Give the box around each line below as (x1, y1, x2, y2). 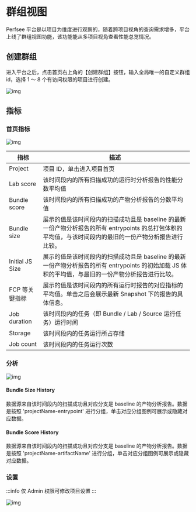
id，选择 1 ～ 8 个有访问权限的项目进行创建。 (6, 75, 114, 83)
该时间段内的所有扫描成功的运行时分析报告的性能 (43, 176, 178, 184)
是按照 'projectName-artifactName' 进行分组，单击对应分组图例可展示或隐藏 (6, 450, 190, 457)
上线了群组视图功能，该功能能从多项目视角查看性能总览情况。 (6, 33, 155, 40)
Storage (9, 329, 31, 337)
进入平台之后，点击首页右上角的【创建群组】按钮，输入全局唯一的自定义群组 (6, 68, 190, 75)
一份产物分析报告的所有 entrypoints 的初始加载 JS (43, 262, 180, 270)
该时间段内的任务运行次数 (43, 341, 114, 349)
